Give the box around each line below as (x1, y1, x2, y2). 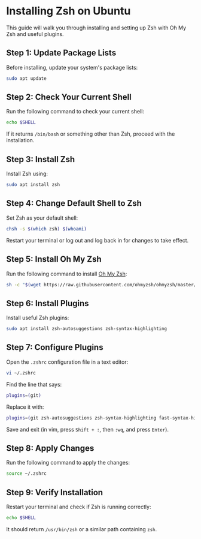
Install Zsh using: (6, 170, 48, 178)
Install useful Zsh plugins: (6, 314, 69, 322)
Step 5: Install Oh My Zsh (6, 254, 102, 265)
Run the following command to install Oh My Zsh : (6, 270, 127, 277)
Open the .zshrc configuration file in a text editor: (6, 358, 129, 366)
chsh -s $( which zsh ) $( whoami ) (6, 226, 87, 232)
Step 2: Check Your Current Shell (6, 92, 132, 103)
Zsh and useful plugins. (6, 30, 64, 37)
